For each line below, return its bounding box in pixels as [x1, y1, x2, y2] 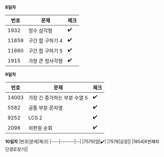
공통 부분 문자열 [28, 105, 63, 111]
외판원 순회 [28, 125, 53, 131]
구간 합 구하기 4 [28, 37, 63, 44]
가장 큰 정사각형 [28, 57, 63, 64]
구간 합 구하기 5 [28, 47, 63, 54]
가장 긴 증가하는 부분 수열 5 [28, 94, 88, 101]
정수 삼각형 [28, 27, 53, 34]
